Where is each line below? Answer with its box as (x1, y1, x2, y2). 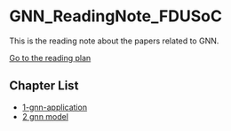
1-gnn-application (21, 102, 87, 112)
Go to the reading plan (9, 52, 92, 63)
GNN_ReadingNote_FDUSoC (9, 6, 222, 27)
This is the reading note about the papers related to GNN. (9, 35, 219, 46)
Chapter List (9, 78, 79, 94)
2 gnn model (21, 111, 69, 121)
